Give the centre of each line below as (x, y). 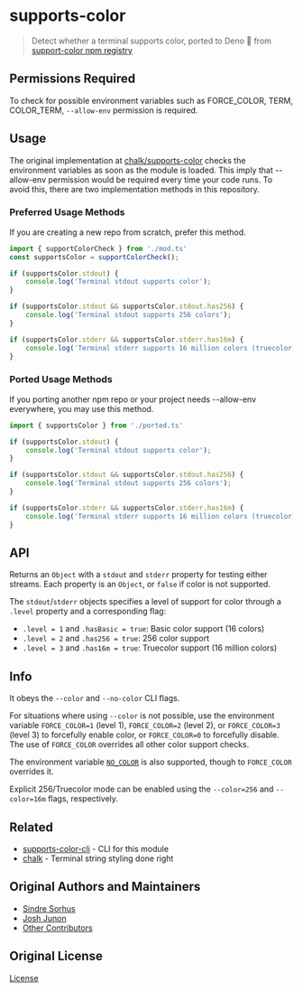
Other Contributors (57, 928)
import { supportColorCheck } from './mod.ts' (98, 248)
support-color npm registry (82, 50)
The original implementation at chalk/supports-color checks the (128, 160)
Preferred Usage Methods (67, 212)
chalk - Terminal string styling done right (98, 858)
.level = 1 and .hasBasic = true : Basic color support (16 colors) (143, 629)
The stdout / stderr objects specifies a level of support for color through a (146, 602)
